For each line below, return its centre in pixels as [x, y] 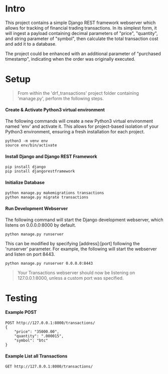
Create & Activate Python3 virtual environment [55, 110]
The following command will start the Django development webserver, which [84, 220]
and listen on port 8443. [30, 254]
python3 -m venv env [27, 141]
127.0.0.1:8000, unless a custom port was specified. [70, 278]
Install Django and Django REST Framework [51, 156]
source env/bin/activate [31, 145]
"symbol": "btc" [31, 341]
